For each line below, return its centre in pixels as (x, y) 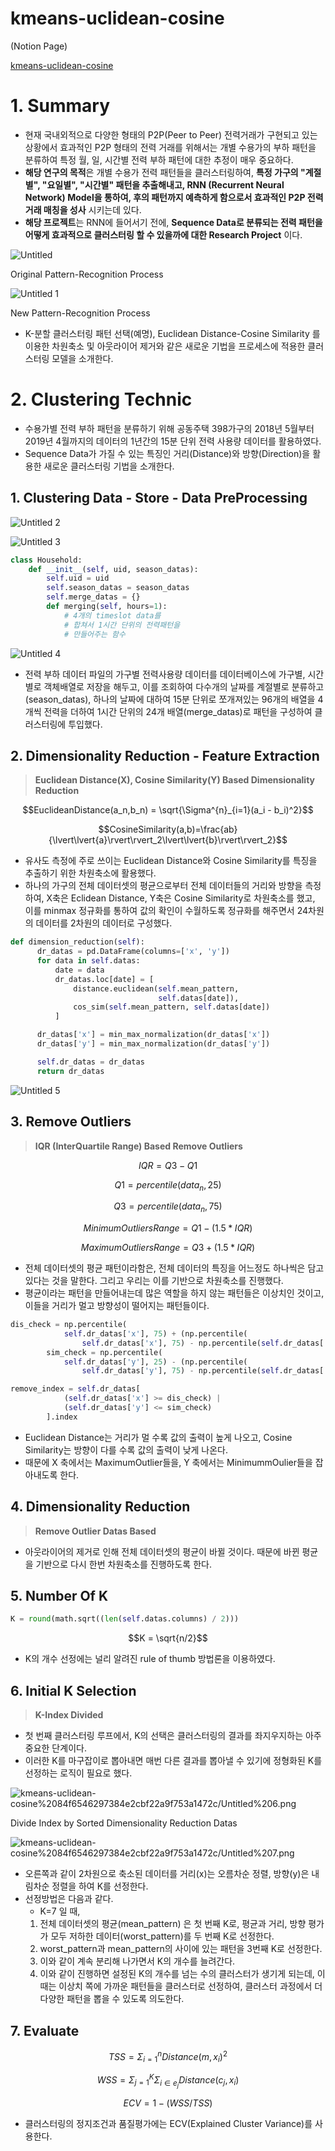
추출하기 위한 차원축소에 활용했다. (90, 873)
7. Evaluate (45, 2030)
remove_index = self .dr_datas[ (75, 1389)
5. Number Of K (59, 1596)
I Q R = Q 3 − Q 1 (168, 1165)
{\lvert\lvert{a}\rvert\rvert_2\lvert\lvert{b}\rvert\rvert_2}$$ (168, 840)
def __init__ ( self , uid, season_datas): (113, 569)
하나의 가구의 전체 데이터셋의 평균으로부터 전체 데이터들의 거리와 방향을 (163, 886)
